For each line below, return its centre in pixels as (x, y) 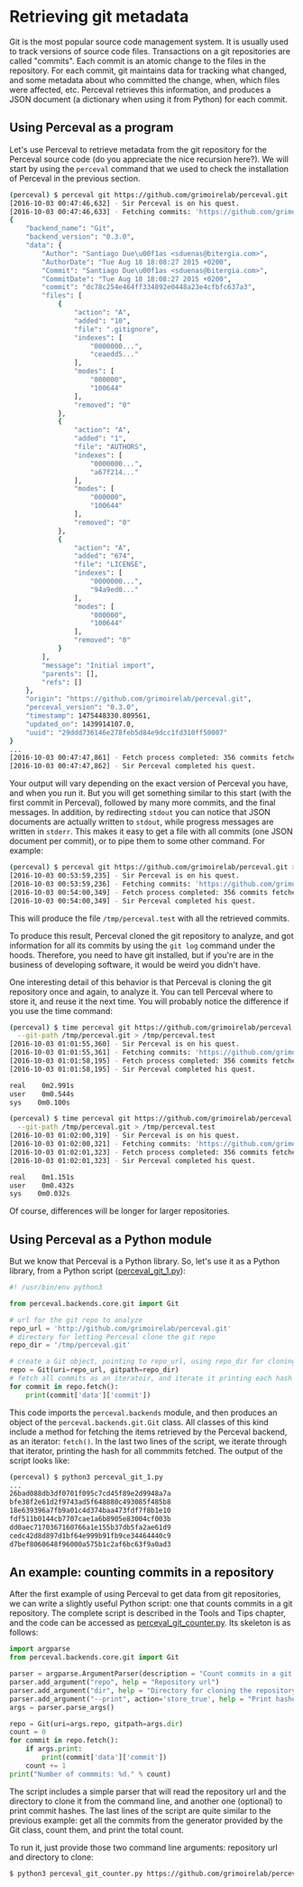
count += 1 (46, 1765)
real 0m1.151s (42, 1177)
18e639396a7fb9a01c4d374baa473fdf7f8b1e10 (90, 1511)
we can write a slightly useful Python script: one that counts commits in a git (151, 1604)
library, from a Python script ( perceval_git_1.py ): (98, 1271)
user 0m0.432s (42, 1186)
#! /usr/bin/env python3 (56, 1288)
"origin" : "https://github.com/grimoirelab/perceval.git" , (139, 699)
